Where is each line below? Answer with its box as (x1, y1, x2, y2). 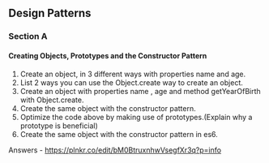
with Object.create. (19, 95, 84, 105)
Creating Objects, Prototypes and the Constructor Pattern (8, 50, 207, 60)
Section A (8, 31, 48, 42)
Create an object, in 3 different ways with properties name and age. (19, 69, 246, 79)
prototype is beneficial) (19, 121, 99, 131)
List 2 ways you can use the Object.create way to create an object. (19, 77, 243, 88)
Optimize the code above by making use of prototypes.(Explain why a (19, 112, 253, 122)
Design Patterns (8, 6, 92, 20)
